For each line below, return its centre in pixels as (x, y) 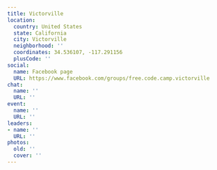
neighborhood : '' (39, 46)
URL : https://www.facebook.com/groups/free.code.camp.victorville (112, 78)
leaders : (20, 123)
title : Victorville (35, 14)
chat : (15, 85)
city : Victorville (40, 40)
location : (22, 20)
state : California (40, 33)
